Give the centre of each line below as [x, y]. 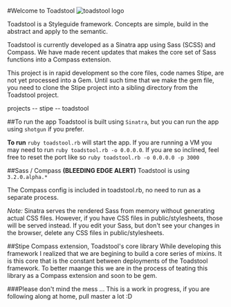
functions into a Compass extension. [59, 59]
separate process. [33, 197]
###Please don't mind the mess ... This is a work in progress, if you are [109, 289]
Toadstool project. [33, 95]
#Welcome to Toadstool [41, 11]
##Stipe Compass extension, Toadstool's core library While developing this [114, 246]
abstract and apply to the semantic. [58, 31]
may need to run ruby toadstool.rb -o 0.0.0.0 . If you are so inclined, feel [113, 150]
